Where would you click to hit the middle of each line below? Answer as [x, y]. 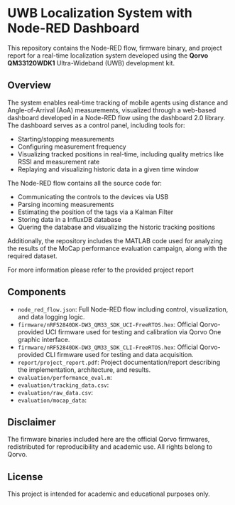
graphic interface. [44, 339]
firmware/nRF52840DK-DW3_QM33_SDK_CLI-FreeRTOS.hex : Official [108, 347]
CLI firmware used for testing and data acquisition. [120, 354]
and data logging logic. [51, 317]
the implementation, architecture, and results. [84, 370]
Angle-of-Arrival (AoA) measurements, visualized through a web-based [112, 110]
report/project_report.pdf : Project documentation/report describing [119, 362]
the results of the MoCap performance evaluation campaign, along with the [117, 248]
